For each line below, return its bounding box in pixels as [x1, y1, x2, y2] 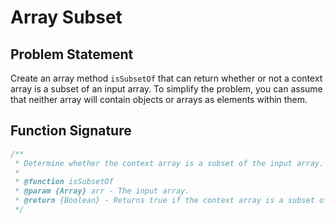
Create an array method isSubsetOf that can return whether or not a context [10, 72, 323, 84]
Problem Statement [10, 46, 134, 63]
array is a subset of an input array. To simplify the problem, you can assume [10, 83, 323, 95]
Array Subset [10, 6, 123, 29]
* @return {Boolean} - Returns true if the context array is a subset [14, 196, 315, 206]
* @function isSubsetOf [14, 177, 114, 187]
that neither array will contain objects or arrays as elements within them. [10, 94, 308, 105]
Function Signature [10, 122, 132, 140]
